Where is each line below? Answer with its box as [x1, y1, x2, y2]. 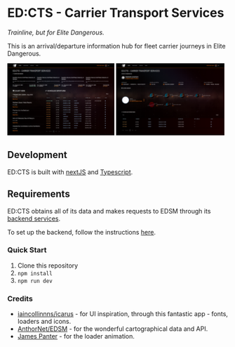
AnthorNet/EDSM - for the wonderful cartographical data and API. [17, 325, 208, 333]
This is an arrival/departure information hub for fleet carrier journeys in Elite [7, 41, 226, 50]
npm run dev [17, 277, 53, 284]
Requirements [7, 188, 70, 200]
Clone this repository [17, 261, 79, 270]
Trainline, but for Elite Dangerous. [7, 28, 105, 37]
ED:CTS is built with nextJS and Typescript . [7, 167, 133, 176]
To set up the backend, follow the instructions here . [7, 228, 156, 236]
